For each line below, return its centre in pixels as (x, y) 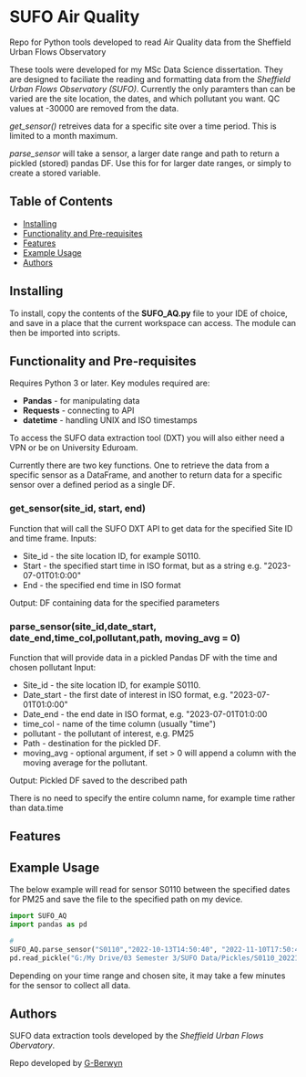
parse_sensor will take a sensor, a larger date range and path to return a (144, 153)
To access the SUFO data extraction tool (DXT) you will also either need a (147, 438)
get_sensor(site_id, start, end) (78, 509)
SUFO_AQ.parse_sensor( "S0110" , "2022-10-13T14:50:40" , (114, 949)
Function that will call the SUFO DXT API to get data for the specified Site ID (151, 528)
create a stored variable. (55, 173)
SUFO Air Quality (75, 17)
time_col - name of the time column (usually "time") (119, 723)
